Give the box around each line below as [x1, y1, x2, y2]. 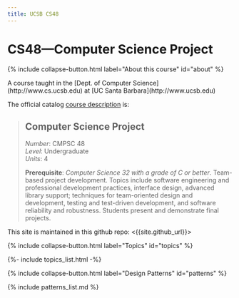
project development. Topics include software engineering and [45, 176, 230, 185]
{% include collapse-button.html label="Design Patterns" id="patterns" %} [7, 269, 227, 278]
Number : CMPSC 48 [24, 140, 86, 148]
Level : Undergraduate [24, 147, 89, 155]
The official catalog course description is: [7, 100, 130, 108]
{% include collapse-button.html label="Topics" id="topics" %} [7, 242, 193, 250]
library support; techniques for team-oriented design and [24, 191, 193, 200]
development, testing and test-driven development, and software [24, 199, 216, 207]
